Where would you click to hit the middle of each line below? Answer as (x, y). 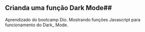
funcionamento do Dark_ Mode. (37, 25)
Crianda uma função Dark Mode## (58, 8)
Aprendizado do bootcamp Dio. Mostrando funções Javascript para (73, 19)
